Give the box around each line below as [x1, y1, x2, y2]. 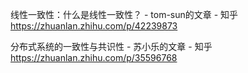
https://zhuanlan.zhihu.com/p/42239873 [10, 20, 178, 32]
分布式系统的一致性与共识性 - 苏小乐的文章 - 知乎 [10, 41, 213, 52]
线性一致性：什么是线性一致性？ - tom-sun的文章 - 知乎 [10, 9, 239, 20]
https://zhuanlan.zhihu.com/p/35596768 [10, 52, 178, 63]
